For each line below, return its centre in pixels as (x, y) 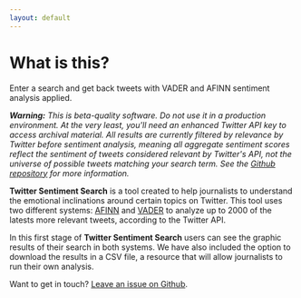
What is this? (60, 62)
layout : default (40, 18)
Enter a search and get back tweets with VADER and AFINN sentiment (140, 88)
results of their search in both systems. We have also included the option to (150, 247)
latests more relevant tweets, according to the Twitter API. (118, 220)
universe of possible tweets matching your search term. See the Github (143, 164)
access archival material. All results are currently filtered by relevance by (146, 134)
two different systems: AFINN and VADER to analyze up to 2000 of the (141, 210)
